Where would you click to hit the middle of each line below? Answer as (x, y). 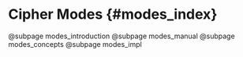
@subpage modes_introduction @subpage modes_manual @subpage (121, 36)
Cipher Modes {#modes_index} (113, 14)
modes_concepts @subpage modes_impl (75, 44)
